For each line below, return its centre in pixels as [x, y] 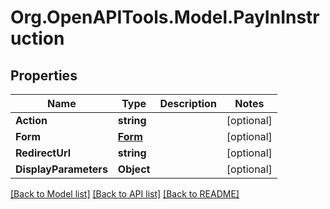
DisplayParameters [61, 169]
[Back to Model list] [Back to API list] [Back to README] [125, 194]
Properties [44, 75]
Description [188, 103]
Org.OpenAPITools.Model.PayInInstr [165, 17]
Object [134, 169]
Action [31, 120]
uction [37, 38]
